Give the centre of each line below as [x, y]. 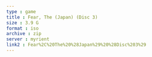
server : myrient [28, 39]
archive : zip [24, 34]
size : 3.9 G [23, 23]
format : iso [23, 28]
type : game [21, 12]
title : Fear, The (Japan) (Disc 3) [52, 17]
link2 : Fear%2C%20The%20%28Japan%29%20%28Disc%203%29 [76, 45]
